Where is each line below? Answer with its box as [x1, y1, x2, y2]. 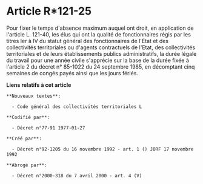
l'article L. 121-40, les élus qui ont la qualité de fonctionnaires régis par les [6, 30, 191, 38]
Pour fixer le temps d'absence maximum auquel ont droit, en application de [6, 24, 194, 32]
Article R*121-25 [6, 4, 92, 18]
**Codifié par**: [6, 114, 50, 120]
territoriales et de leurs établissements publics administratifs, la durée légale [6, 50, 197, 57]
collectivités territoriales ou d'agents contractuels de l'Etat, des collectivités [6, 44, 196, 51]
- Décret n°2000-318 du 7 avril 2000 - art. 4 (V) [12, 172, 142, 179]
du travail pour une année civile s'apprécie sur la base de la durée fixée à [6, 56, 190, 64]
